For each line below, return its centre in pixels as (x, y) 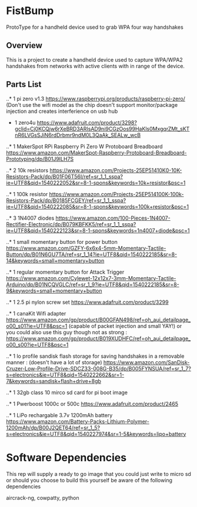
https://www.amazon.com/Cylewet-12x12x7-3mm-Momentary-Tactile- (91, 278)
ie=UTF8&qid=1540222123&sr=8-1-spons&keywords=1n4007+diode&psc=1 (98, 230)
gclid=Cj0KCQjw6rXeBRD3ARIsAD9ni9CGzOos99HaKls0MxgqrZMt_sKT (102, 129)
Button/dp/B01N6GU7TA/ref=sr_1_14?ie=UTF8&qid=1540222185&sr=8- (92, 254)
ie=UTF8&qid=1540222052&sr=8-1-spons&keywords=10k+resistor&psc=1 (96, 183)
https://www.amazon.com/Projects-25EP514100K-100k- (116, 194)
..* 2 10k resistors (27, 170)
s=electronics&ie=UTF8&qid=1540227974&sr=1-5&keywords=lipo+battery (96, 434)
